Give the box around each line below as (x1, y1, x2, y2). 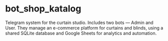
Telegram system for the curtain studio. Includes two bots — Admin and (5, 19, 154, 25)
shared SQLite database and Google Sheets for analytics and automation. (5, 30, 157, 36)
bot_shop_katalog (5, 3, 82, 14)
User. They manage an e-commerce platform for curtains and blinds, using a (5, 24, 163, 30)
